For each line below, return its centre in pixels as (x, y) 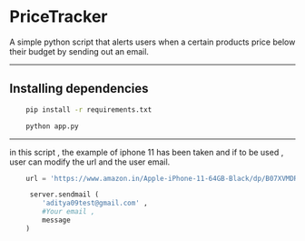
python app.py (52, 126)
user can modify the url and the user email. (90, 162)
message (56, 220)
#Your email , (69, 212)
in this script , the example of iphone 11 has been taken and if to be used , (147, 152)
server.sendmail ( (64, 195)
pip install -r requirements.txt (89, 110)
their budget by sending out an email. (79, 51)
